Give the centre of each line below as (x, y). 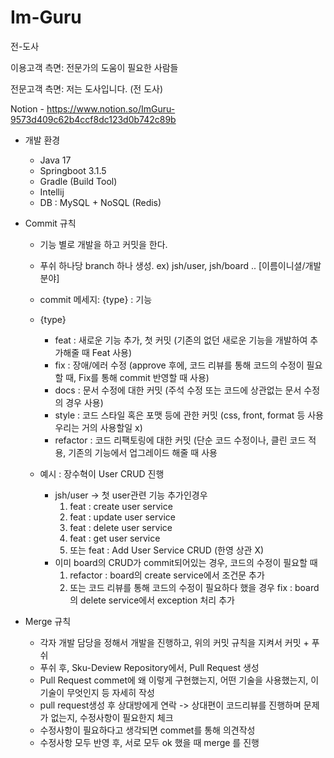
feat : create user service (121, 506)
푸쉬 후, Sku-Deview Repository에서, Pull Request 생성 (149, 667)
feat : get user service (115, 538)
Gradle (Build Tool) (78, 181)
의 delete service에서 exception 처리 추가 (152, 600)
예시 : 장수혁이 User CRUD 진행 (102, 473)
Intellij (52, 192)
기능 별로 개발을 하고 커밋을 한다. (103, 244)
